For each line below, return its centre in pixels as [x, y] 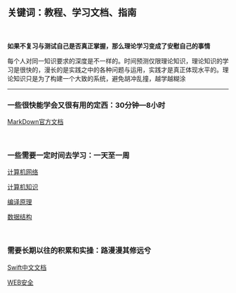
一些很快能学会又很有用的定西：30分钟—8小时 [86, 105]
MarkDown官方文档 [35, 122]
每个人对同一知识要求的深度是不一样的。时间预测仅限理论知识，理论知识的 [115, 61]
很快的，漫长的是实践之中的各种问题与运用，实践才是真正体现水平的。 [121, 70]
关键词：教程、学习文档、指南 [72, 13]
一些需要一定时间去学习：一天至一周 [68, 156]
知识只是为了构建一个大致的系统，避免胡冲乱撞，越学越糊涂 [99, 78]
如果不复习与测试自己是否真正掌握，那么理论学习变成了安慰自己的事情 [109, 46]
